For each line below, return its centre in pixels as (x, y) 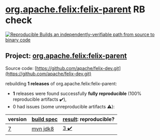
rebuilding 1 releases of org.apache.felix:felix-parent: (61, 83)
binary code (18, 40)
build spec (44, 119)
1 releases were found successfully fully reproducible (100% (77, 94)
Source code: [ (21, 68)
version (17, 119)
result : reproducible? (89, 119)
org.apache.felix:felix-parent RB (75, 9)
